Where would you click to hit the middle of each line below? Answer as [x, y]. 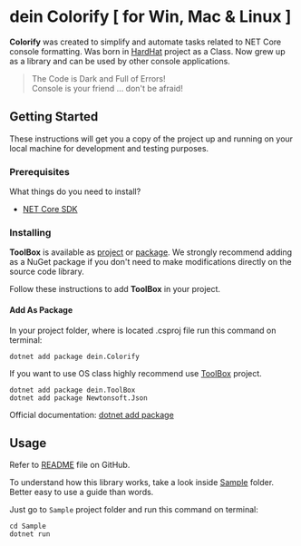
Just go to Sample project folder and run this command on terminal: [134, 510]
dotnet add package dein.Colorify [75, 356]
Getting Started [54, 117]
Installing [30, 232]
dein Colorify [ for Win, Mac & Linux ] [150, 17]
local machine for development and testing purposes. [109, 148]
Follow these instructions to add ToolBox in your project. [115, 289]
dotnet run [30, 534]
